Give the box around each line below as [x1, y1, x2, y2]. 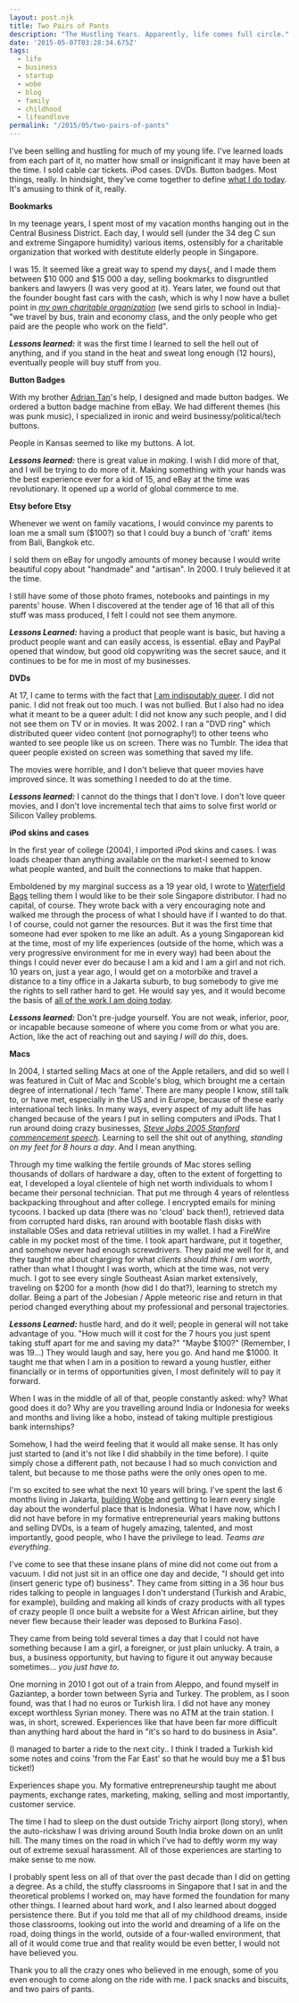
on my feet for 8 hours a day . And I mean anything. [9, 1142, 197, 1152]
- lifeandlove [17, 113, 70, 122]
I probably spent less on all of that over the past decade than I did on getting [9, 1872, 291, 1881]
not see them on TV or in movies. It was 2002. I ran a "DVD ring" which [9, 718, 270, 729]
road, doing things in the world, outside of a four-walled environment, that [9, 1929, 281, 1939]
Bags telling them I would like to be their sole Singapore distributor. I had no [9, 891, 287, 901]
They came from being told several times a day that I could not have [9, 1633, 260, 1644]
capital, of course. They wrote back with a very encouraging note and [9, 900, 266, 910]
